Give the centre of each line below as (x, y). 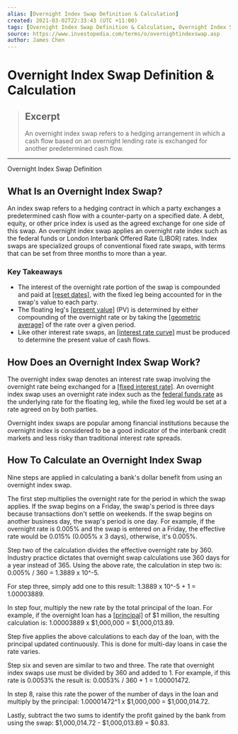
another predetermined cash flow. (74, 149)
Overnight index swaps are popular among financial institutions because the (118, 423)
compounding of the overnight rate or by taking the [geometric (109, 317)
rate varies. (24, 651)
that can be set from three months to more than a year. (87, 253)
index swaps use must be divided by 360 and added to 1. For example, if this (119, 672)
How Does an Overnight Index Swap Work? (104, 362)
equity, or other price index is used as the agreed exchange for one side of (116, 223)
